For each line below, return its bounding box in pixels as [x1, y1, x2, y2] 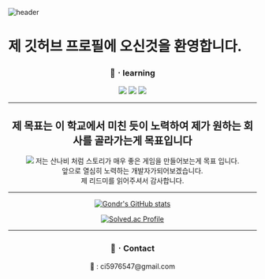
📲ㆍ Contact [110, 243, 155, 254]
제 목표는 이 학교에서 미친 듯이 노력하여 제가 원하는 [11, 119, 242, 132]
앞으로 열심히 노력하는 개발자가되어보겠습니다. [62, 166, 203, 176]
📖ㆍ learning [110, 68, 155, 79]
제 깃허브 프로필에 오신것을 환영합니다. [8, 38, 242, 55]
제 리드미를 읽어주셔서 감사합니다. [80, 176, 185, 185]
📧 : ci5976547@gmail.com [89, 261, 176, 271]
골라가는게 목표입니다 [94, 134, 192, 147]
